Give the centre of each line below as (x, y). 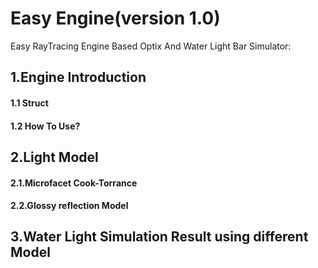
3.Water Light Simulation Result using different (159, 237)
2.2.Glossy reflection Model (69, 206)
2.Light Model (54, 157)
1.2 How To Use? (45, 126)
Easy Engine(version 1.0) (115, 18)
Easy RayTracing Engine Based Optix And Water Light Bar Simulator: (151, 46)
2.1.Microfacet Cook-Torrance (74, 183)
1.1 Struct (29, 103)
